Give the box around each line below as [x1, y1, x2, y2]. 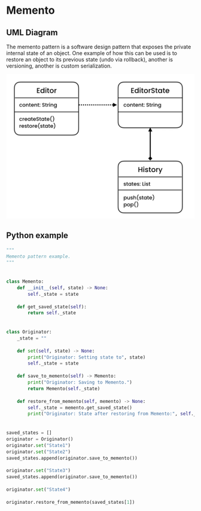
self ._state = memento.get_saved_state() [28, 405, 133, 411]
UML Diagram [6, 27, 58, 38]
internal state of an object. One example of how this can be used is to [6, 50, 178, 57]
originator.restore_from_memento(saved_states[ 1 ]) [6, 499, 135, 505]
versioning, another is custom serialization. [6, 62, 112, 69]
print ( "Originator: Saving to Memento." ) [28, 380, 133, 385]
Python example [6, 231, 69, 241]
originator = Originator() [6, 436, 74, 442]
